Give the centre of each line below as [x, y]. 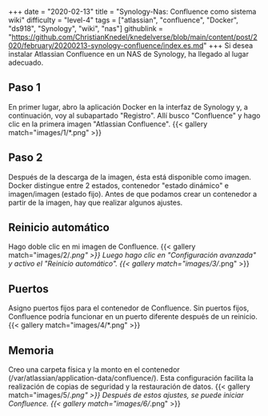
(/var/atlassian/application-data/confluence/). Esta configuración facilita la [131, 378]
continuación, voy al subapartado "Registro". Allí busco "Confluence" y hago [134, 115]
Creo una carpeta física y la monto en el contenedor [94, 370]
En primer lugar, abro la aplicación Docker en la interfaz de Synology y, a [128, 106]
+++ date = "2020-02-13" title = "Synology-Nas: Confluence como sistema [132, 12]
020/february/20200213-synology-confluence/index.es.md [106, 46]
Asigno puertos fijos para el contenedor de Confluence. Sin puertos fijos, [129, 308]
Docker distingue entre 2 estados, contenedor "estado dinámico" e [119, 185]
